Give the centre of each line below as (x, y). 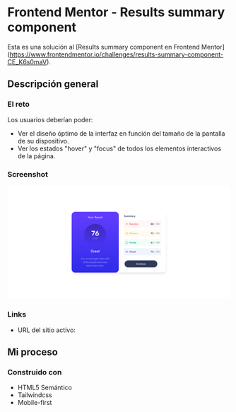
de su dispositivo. (43, 141)
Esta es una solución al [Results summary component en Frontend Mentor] (116, 47)
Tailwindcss (35, 395)
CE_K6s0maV (27, 61)
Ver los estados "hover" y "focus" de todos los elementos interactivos (119, 148)
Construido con (35, 372)
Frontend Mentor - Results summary (116, 12)
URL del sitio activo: (47, 330)
